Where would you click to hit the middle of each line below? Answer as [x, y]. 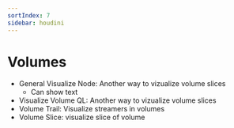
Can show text [54, 92]
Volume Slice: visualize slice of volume [82, 117]
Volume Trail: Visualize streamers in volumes [92, 109]
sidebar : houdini [36, 23]
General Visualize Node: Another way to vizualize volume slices [122, 84]
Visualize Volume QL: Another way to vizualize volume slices [117, 100]
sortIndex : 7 [29, 15]
